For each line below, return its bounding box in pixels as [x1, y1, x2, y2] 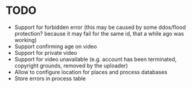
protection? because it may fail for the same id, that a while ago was [14, 30, 184, 37]
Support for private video [14, 49, 77, 56]
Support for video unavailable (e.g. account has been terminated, [14, 55, 177, 63]
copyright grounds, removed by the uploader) [14, 61, 128, 69]
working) [14, 36, 37, 43]
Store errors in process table [14, 75, 86, 82]
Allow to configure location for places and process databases [14, 68, 167, 75]
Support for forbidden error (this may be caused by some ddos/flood [14, 24, 186, 31]
